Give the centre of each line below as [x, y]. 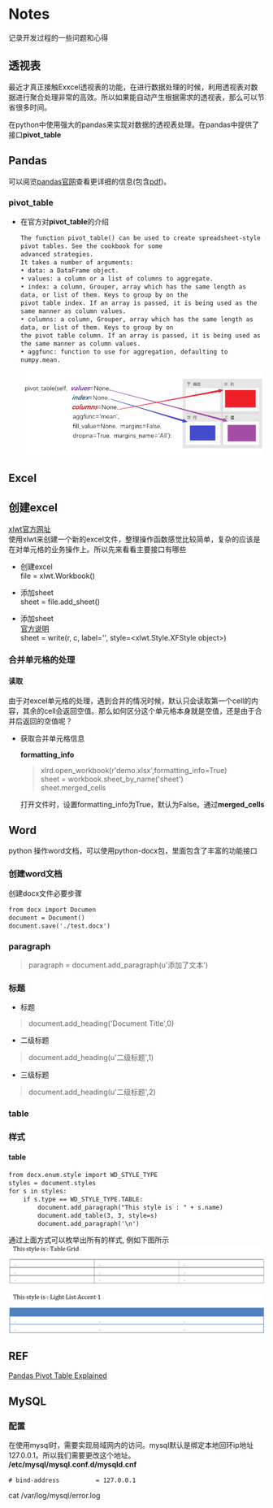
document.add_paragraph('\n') [89, 1224]
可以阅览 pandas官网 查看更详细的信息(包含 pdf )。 [90, 181]
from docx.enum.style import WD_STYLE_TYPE [83, 1176]
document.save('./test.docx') [60, 926]
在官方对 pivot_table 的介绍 [65, 221]
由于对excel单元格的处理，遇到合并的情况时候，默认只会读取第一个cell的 [130, 701]
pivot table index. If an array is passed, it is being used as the [139, 303]
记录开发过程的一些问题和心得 [58, 37]
